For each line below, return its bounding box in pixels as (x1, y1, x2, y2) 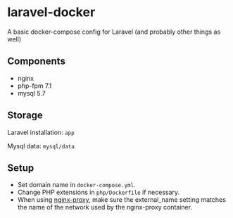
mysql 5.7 (17, 89, 46, 97)
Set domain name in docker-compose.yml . (17, 181, 136, 189)
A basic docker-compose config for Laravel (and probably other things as (7, 27, 221, 36)
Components (7, 56, 65, 68)
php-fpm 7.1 (17, 82, 52, 90)
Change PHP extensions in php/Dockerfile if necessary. (17, 188, 180, 197)
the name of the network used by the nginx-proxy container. (17, 203, 192, 212)
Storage (7, 110, 44, 122)
